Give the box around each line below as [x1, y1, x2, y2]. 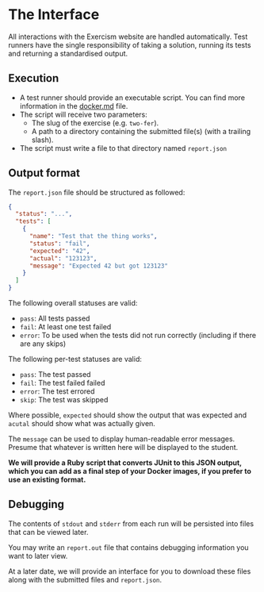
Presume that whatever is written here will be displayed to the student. [8, 443, 239, 452]
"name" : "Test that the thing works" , [29, 233, 158, 240]
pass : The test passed [19, 370, 91, 379]
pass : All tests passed [19, 313, 90, 323]
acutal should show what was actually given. [8, 419, 156, 429]
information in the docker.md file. [19, 101, 128, 110]
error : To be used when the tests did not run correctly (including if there [19, 331, 256, 340]
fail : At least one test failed [19, 322, 112, 332]
